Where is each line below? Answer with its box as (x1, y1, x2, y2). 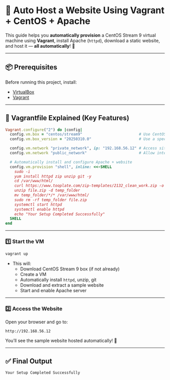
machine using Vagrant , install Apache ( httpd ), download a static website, (5, 38, 160, 44)
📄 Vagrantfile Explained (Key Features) (5, 114, 130, 122)
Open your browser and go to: (5, 319, 68, 325)
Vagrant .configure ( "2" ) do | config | (5, 127, 82, 132)
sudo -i (14, 169, 30, 174)
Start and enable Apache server (20, 288, 87, 294)
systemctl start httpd (14, 202, 62, 207)
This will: (12, 261, 31, 267)
